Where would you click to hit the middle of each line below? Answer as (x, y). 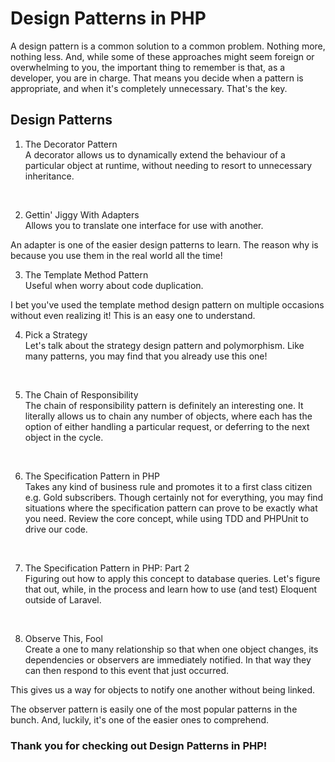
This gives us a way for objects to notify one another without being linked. (163, 689)
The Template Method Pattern (86, 274)
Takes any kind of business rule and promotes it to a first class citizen (168, 486)
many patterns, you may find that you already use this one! (146, 356)
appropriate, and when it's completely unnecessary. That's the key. (149, 88)
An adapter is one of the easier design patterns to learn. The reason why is (164, 244)
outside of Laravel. (63, 599)
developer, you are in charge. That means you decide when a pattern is (157, 78)
